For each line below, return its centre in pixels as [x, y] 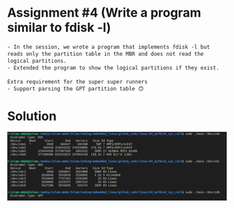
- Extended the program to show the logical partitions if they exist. [113, 67]
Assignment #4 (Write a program [104, 13]
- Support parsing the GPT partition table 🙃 [76, 88]
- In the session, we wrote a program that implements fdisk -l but [109, 47]
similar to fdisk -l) [59, 27]
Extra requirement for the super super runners [78, 81]
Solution [32, 117]
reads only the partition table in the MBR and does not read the [106, 54]
